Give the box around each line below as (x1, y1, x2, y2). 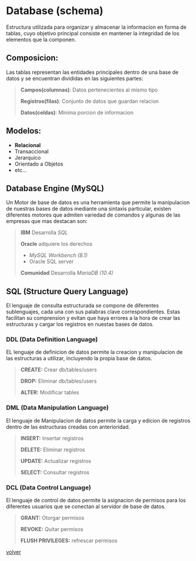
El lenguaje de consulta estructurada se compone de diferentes (6, 302, 159, 309)
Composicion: (6, 53, 59, 63)
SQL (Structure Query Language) (6, 286, 129, 296)
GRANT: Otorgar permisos (20, 515, 85, 522)
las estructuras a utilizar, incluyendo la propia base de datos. (6, 355, 153, 362)
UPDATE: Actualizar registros (20, 457, 92, 464)
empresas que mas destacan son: (6, 218, 88, 225)
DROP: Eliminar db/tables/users (20, 377, 97, 385)
